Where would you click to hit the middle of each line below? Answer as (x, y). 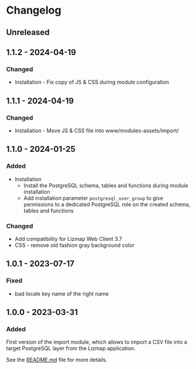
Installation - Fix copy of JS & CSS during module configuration (92, 82)
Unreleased (28, 32)
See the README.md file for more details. (57, 360)
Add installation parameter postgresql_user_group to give (93, 198)
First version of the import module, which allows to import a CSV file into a (97, 342)
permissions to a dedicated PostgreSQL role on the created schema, (107, 204)
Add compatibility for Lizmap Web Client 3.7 (68, 238)
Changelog (34, 10)
